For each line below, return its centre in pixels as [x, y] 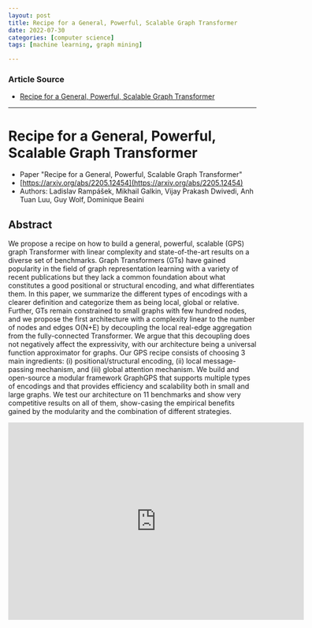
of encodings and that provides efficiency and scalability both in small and [129, 386]
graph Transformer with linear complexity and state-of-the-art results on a [129, 252]
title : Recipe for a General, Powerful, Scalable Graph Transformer [123, 23]
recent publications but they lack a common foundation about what [117, 277]
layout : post [30, 15]
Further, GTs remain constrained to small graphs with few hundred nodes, [127, 311]
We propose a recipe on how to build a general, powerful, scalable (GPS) [126, 244]
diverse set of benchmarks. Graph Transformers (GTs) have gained [117, 261]
